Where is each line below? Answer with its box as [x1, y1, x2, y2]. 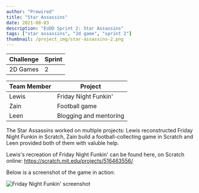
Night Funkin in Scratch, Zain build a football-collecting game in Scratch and [6, 133, 194, 140]
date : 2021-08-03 [6, 20, 49, 26]
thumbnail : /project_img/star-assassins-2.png [6, 36, 124, 42]
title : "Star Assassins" [6, 14, 68, 20]
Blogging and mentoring [57, 112, 125, 119]
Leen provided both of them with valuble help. [6, 140, 119, 146]
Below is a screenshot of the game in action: [6, 169, 115, 176]
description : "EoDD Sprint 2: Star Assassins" [6, 25, 124, 31]
